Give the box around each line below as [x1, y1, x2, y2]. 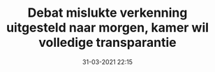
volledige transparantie [38, 35, 177, 50]
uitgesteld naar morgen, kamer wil [6, 20, 209, 36]
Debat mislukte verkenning [27, 5, 188, 21]
